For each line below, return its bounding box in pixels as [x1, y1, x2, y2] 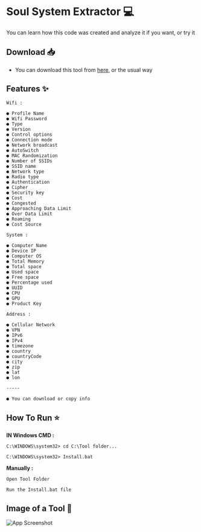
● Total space [6, 263, 42, 269]
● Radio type [6, 173, 39, 180]
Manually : [6, 464, 33, 472]
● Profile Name [6, 110, 45, 117]
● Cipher [6, 184, 28, 190]
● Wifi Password [6, 115, 47, 121]
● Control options [6, 131, 53, 138]
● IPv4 [6, 338, 23, 344]
